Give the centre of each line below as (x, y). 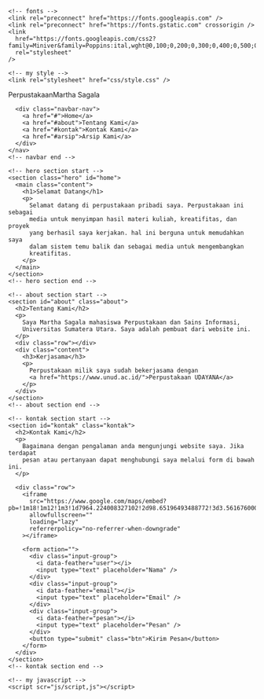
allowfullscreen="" (60, 515)
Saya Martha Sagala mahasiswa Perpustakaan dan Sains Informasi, (132, 322)
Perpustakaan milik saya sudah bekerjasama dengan (114, 370)
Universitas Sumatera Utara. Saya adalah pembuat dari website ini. (137, 329)
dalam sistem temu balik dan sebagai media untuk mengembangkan (136, 247)
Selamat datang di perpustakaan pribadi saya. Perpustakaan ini (136, 205)
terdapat (22, 453)
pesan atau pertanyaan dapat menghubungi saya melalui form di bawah (139, 460)
